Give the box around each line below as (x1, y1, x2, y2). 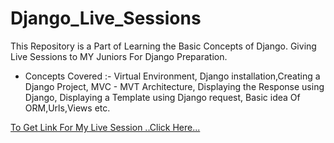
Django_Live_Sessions (10, 7, 202, 30)
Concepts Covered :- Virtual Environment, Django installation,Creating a (24, 70, 321, 82)
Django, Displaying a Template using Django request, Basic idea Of (24, 91, 301, 103)
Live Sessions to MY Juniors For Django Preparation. (10, 50, 228, 62)
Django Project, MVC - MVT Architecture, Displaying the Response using (24, 80, 325, 92)
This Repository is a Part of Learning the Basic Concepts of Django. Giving (10, 40, 317, 52)
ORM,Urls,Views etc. (24, 102, 111, 114)
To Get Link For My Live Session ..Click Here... (10, 121, 201, 133)
